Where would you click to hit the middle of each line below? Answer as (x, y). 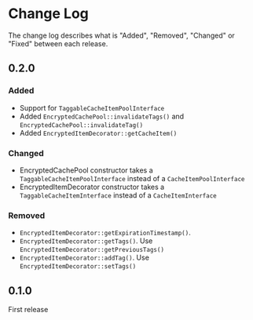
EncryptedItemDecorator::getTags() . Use (86, 241)
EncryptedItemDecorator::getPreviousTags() (92, 250)
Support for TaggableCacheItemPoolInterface (92, 107)
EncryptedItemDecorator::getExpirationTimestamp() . (105, 233)
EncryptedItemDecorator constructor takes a (92, 187)
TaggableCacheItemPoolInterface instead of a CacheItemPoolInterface (132, 178)
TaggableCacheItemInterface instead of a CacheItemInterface (118, 195)
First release (28, 310)
